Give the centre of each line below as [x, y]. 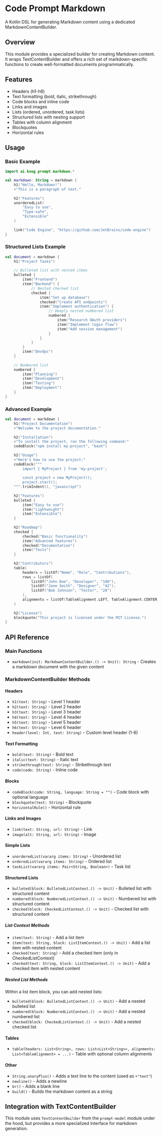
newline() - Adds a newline [39, 1081]
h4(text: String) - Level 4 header [47, 717]
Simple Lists [18, 845]
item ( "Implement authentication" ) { [77, 307]
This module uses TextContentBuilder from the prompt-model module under [80, 1118]
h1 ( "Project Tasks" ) [34, 261]
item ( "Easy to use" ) [43, 505]
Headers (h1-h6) [28, 91]
